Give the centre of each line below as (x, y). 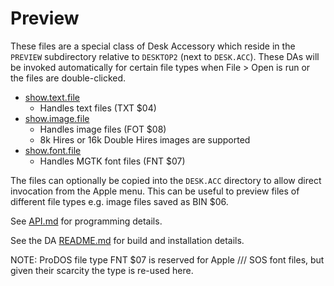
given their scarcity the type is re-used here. (102, 270)
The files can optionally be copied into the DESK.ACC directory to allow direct (166, 180)
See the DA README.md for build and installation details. (127, 240)
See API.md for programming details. (86, 221)
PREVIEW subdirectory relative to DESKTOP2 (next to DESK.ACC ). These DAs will (165, 56)
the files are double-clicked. (68, 78)
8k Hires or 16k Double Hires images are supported (145, 139)
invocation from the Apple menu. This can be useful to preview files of (155, 191)
